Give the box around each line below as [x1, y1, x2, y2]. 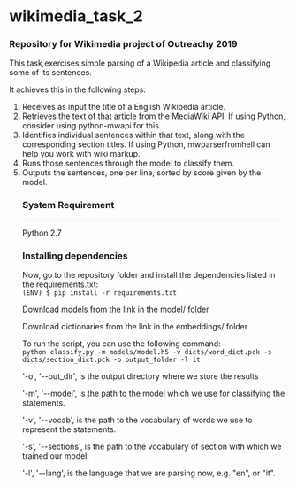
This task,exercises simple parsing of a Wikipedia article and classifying [9, 58, 271, 68]
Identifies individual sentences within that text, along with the [21, 130, 246, 141]
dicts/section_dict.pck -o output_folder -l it [21, 356, 201, 365]
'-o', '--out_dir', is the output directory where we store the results [21, 371, 259, 382]
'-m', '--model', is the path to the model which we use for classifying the [21, 388, 286, 399]
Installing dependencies [21, 250, 128, 262]
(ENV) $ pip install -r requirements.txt [21, 289, 177, 298]
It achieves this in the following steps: [9, 84, 146, 95]
